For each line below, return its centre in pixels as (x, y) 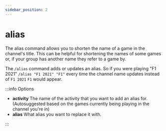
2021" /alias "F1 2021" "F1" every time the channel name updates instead (83, 74)
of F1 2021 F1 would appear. (34, 79)
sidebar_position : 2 (27, 10)
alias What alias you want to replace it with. (57, 114)
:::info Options (20, 89)
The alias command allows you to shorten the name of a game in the (75, 48)
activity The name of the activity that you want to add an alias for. (80, 98)
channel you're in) (31, 109)
